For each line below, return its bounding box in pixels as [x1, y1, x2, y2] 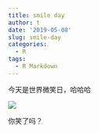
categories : [8, 41, 47, 49]
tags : [8, 56, 26, 63]
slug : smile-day [8, 33, 61, 41]
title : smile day [8, 11, 65, 20]
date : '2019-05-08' [8, 26, 72, 34]
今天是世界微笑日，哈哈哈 [8, 84, 91, 94]
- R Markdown [15, 63, 58, 70]
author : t [8, 19, 41, 27]
